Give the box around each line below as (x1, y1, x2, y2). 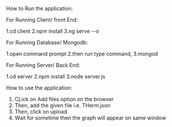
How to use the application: (6, 84, 72, 91)
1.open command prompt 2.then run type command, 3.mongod (6, 50, 158, 57)
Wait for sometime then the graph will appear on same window (14, 114, 166, 121)
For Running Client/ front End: (6, 16, 78, 23)
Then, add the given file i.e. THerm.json (14, 102, 110, 109)
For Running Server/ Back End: (6, 61, 80, 68)
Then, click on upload (14, 108, 68, 115)
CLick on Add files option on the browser (14, 96, 114, 102)
